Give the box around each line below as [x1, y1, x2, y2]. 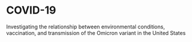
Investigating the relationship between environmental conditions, [6, 23, 165, 30]
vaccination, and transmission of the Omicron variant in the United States [6, 29, 186, 36]
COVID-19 [6, 4, 57, 17]
